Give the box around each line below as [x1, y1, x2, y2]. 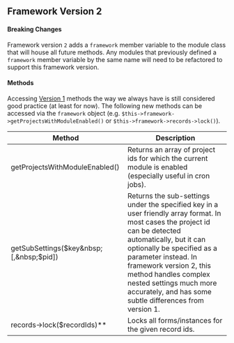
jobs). [127, 179, 146, 189]
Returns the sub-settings [127, 191, 210, 201]
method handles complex [127, 269, 210, 279]
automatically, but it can [127, 234, 206, 244]
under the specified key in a [127, 199, 219, 209]
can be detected [127, 226, 181, 236]
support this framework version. [7, 63, 100, 71]
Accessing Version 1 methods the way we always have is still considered [7, 94, 215, 102]
